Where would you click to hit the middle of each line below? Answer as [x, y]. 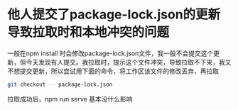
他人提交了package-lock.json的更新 [114, 15]
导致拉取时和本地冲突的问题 [88, 32]
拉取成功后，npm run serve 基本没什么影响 [70, 99]
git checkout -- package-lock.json [60, 84]
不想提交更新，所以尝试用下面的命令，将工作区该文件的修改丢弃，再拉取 [113, 71]
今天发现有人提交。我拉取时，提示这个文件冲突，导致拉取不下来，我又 [129, 62]
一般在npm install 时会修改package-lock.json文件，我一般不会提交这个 [110, 53]
